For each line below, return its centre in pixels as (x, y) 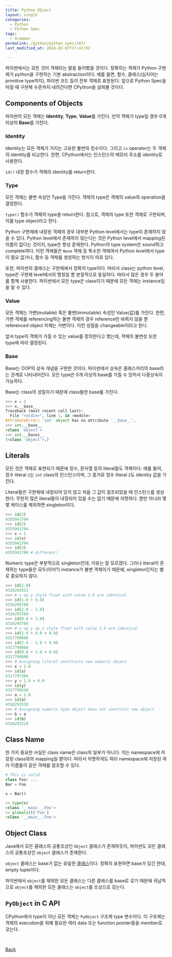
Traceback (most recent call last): (44, 411)
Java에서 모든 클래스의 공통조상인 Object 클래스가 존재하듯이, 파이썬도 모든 (81, 846)
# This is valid (23, 775)
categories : (18, 19)
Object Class (26, 833)
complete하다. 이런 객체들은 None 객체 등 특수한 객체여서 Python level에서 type (85, 251)
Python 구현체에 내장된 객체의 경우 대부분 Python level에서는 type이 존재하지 (83, 232)
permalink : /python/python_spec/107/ (46, 43)
